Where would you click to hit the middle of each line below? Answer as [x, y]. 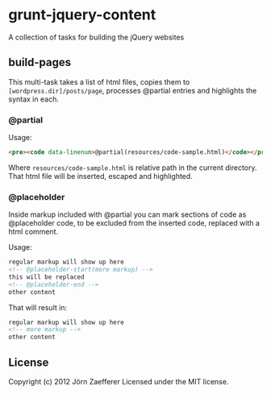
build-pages [40, 62]
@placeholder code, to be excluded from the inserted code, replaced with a [134, 223]
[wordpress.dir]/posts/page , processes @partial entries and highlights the [133, 90]
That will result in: [38, 307]
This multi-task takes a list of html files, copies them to [99, 81]
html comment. [33, 232]
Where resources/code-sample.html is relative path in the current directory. [133, 168]
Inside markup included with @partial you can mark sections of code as [127, 214]
